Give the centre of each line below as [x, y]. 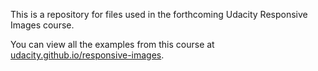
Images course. [42, 25]
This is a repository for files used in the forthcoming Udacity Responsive [159, 14]
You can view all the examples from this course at [112, 44]
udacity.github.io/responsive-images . [87, 55]
